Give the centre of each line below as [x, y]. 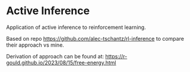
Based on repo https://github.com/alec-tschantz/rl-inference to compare [95, 38]
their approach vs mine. [35, 45]
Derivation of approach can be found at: [55, 56]
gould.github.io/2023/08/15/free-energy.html [61, 63]
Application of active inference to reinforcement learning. [76, 27]
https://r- [116, 56]
